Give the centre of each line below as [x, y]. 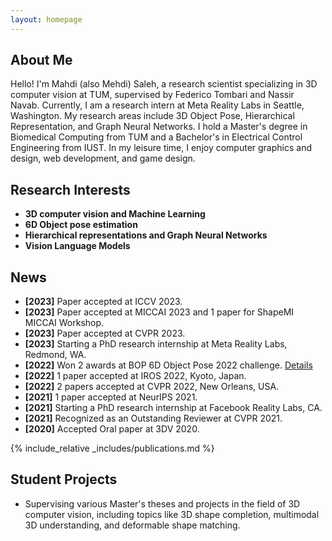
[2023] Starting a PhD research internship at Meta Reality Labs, [156, 344]
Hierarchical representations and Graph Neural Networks [146, 235]
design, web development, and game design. [103, 158]
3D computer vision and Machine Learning [115, 214]
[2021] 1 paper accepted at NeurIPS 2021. [111, 397]
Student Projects [64, 479]
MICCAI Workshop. [64, 323]
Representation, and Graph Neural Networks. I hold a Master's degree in [159, 127]
